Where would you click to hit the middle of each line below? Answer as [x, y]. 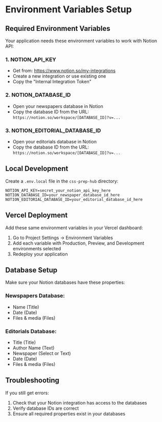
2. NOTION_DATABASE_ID [38, 95]
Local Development [37, 169]
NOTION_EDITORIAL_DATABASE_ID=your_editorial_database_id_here [74, 199]
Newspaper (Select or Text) [42, 353]
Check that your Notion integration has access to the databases [80, 402]
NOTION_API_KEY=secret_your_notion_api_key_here [58, 190]
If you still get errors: [27, 393]
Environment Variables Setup [68, 10]
